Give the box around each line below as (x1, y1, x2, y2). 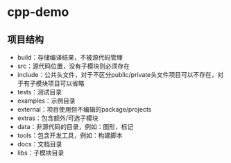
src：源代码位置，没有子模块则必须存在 (17, 62, 130, 70)
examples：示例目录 (17, 96, 76, 105)
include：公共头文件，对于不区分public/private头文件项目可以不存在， (17, 71, 218, 78)
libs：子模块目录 (17, 148, 65, 157)
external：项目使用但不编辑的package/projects (17, 105, 152, 113)
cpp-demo (7, 4, 69, 20)
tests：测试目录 (17, 88, 62, 96)
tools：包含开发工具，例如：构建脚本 (17, 131, 123, 139)
